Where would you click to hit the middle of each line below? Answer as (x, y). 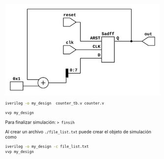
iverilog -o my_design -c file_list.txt (47, 147)
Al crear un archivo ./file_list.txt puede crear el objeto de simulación (78, 132)
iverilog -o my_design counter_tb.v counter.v (55, 104)
